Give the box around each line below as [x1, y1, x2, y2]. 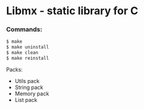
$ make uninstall [6, 44, 49, 50]
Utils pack [14, 77, 40, 84]
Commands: [6, 25, 43, 34]
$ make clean [6, 50, 39, 56]
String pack [14, 84, 43, 91]
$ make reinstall [6, 55, 49, 62]
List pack [14, 96, 37, 103]
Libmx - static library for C [6, 4, 139, 18]
